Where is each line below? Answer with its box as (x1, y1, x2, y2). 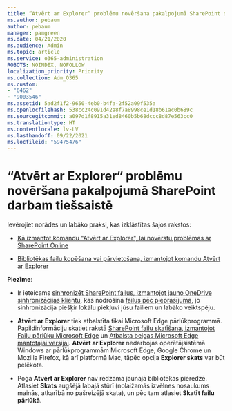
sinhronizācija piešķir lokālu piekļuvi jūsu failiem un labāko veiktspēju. (17, 303, 215, 312)
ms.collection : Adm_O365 (7, 74, 79, 82)
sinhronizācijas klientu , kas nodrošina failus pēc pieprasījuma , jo (17, 296, 200, 305)
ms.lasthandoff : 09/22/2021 (7, 132, 88, 139)
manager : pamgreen (7, 29, 60, 37)
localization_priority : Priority (7, 68, 104, 75)
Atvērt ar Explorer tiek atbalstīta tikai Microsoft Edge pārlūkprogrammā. (17, 317, 222, 325)
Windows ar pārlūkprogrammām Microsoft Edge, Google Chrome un (17, 346, 211, 354)
